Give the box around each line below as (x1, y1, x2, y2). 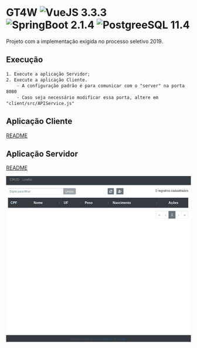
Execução (6, 55, 43, 65)
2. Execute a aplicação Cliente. (6, 77, 88, 83)
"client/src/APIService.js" (6, 100, 75, 106)
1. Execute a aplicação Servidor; (6, 71, 91, 77)
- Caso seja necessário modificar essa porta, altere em (16, 94, 159, 100)
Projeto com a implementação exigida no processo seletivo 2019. (6, 38, 163, 45)
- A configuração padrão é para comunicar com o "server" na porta (16, 83, 185, 89)
